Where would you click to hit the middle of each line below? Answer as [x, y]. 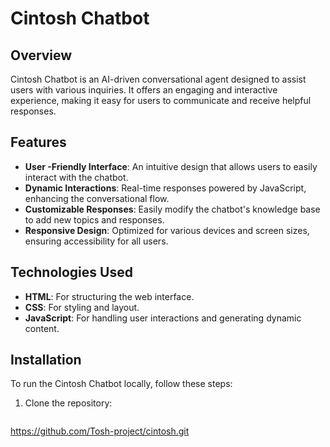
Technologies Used [71, 272]
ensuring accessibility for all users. [96, 241]
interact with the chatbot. [76, 177]
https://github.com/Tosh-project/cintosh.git [100, 431]
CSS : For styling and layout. [82, 307]
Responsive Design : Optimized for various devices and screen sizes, [167, 230]
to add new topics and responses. [94, 219]
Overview [41, 55]
